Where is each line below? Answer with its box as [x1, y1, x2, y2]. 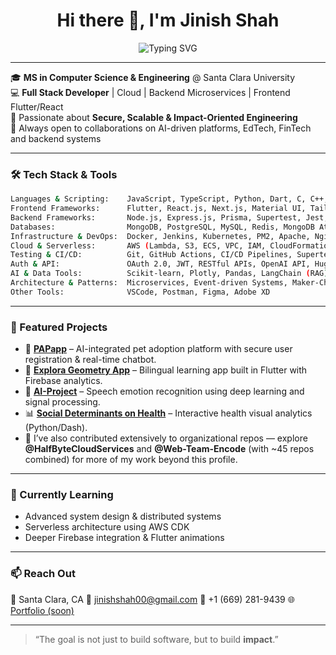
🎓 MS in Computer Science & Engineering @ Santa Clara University [10, 71, 296, 83]
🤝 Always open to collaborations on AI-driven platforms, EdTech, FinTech [10, 122, 312, 134]
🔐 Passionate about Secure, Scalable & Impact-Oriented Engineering [10, 111, 298, 123]
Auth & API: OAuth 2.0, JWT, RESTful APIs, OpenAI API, [10, 259, 311, 269]
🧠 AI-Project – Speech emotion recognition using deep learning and [24, 385, 305, 398]
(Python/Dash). [24, 422, 88, 434]
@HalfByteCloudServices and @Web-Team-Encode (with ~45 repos [24, 443, 315, 455]
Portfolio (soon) [10, 604, 75, 616]
